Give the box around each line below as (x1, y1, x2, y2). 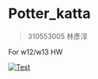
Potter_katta (8, 5, 91, 23)
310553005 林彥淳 (27, 31, 89, 41)
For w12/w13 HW (8, 47, 63, 56)
